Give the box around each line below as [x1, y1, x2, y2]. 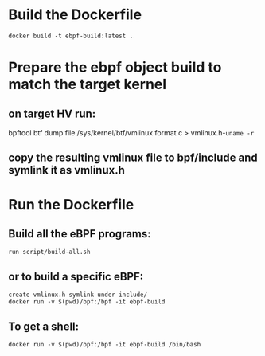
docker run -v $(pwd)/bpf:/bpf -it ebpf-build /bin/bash [8, 340, 201, 348]
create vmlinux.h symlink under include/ [8, 291, 148, 299]
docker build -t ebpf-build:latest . [8, 32, 134, 40]
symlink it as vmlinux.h [8, 163, 126, 177]
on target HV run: [8, 107, 96, 120]
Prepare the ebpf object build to [8, 58, 222, 76]
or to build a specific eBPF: [8, 269, 144, 284]
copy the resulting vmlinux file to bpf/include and [8, 151, 259, 165]
